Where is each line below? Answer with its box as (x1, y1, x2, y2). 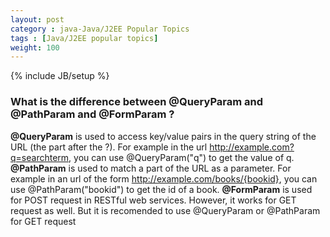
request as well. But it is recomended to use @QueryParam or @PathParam (10, 204, 321, 216)
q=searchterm (10, 151, 70, 163)
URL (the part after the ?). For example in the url (10, 141, 208, 153)
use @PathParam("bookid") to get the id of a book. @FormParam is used (10, 183, 313, 195)
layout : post (10, 14, 65, 25)
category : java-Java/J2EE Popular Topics (10, 24, 190, 34)
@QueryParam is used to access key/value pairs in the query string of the (10, 130, 317, 142)
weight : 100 (10, 42, 60, 53)
